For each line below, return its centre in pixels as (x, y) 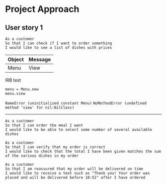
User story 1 (24, 28)
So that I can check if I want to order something (59, 43)
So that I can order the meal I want (44, 125)
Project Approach (42, 9)
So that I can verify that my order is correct (55, 147)
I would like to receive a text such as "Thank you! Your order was (78, 173)
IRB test (13, 80)
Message (40, 59)
